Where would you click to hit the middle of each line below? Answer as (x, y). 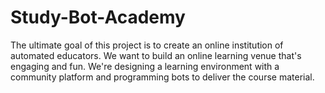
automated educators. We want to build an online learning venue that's (156, 55)
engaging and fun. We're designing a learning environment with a (145, 66)
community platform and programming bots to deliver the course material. (162, 77)
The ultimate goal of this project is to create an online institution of (147, 45)
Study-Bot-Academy (98, 17)
